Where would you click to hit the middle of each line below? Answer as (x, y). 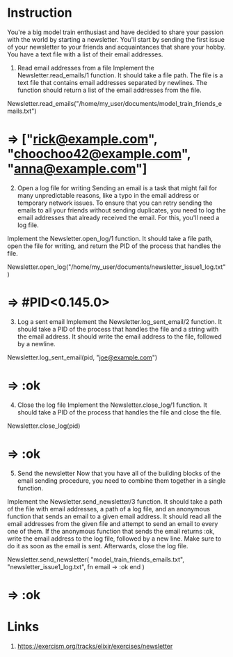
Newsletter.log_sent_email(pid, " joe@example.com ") (82, 357)
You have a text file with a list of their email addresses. (85, 54)
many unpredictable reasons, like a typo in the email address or (108, 195)
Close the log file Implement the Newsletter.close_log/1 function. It (112, 405)
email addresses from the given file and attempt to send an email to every (113, 523)
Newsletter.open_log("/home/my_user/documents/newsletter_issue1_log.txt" (116, 267)
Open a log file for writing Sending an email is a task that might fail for (117, 188)
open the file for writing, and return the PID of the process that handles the (114, 246)
